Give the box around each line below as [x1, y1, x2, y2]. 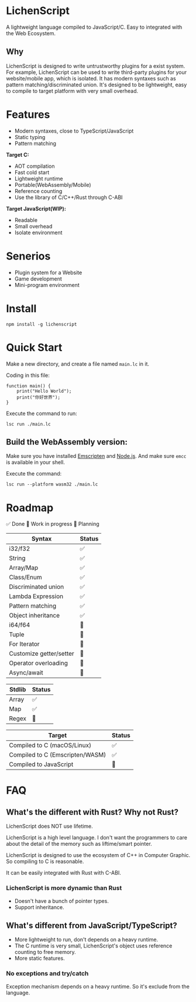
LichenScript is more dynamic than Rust [6, 884, 122, 892]
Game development [14, 275, 63, 282]
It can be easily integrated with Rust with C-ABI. [6, 869, 121, 876]
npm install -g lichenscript [6, 321, 77, 327]
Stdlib [9, 686, 26, 694]
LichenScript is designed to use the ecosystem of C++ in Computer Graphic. [6, 852, 191, 859]
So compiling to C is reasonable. [6, 858, 84, 865]
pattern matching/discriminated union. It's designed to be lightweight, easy [6, 81, 187, 88]
